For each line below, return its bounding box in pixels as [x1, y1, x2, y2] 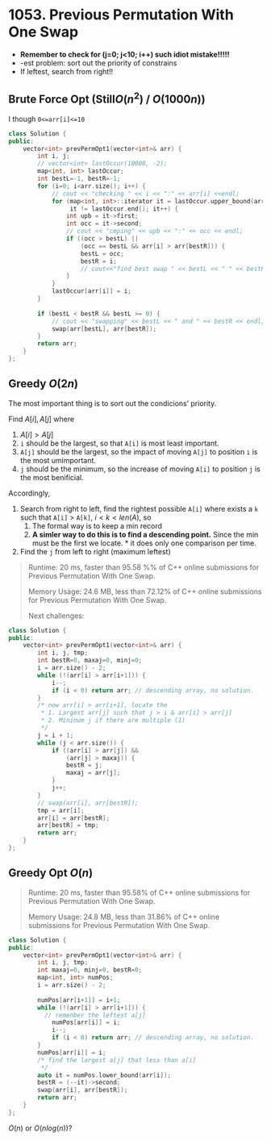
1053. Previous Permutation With [8, 6, 234, 24]
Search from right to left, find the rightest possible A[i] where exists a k [19, 504, 259, 513]
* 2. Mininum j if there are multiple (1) [40, 717, 186, 725]
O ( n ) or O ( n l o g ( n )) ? [8, 1123, 73, 1133]
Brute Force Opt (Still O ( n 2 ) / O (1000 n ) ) [8, 90, 206, 107]
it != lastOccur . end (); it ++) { [69, 204, 179, 213]
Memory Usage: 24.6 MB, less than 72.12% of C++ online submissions [27, 587, 262, 596]
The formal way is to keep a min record [31, 520, 163, 530]
